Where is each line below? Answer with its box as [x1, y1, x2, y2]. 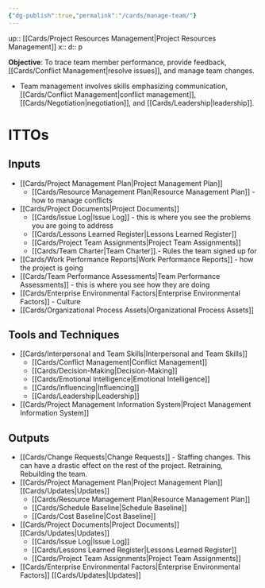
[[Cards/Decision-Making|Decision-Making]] [31, 366, 178, 376]
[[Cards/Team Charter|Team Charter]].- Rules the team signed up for [31, 246, 257, 255]
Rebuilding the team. [19, 470, 88, 479]
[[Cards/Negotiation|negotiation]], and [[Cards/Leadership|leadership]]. [19, 98, 255, 107]
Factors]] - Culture [19, 296, 81, 306]
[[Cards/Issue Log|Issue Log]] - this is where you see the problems [31, 212, 252, 222]
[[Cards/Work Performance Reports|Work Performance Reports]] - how [19, 254, 254, 264]
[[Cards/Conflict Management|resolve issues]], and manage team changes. [8, 65, 255, 75]
